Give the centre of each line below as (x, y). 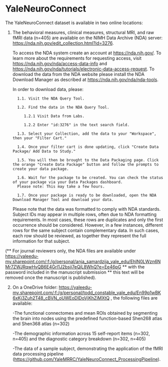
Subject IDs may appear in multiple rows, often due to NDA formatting (85, 214)
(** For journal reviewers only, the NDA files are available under (71, 251)
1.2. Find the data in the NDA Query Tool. (63, 107)
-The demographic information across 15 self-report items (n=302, (81, 333)
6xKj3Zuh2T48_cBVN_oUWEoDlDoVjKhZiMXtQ (61, 298)
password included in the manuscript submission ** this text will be (75, 272)
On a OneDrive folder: (35, 287)
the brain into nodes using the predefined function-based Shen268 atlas (87, 318)
